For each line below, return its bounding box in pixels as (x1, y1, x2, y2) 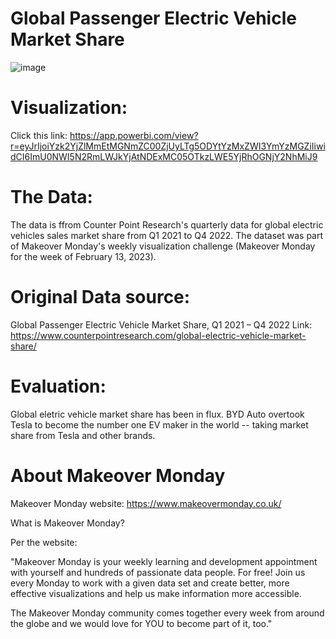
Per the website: (10, 536, 78, 548)
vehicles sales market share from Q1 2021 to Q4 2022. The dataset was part (10, 229, 324, 241)
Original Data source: (10, 286, 191, 308)
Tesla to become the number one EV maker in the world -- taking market (10, 418, 309, 431)
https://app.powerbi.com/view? (69, 129, 199, 141)
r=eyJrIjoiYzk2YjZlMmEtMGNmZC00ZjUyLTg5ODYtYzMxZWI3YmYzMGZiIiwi (10, 140, 326, 152)
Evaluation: (10, 375, 107, 397)
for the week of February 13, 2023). (10, 250, 157, 262)
